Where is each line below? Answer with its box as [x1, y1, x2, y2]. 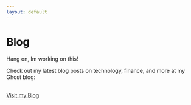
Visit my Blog [6, 92, 40, 99]
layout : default [6, 8, 47, 15]
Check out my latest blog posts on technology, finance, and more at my [6, 67, 186, 74]
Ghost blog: [6, 73, 36, 81]
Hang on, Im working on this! [6, 55, 78, 63]
